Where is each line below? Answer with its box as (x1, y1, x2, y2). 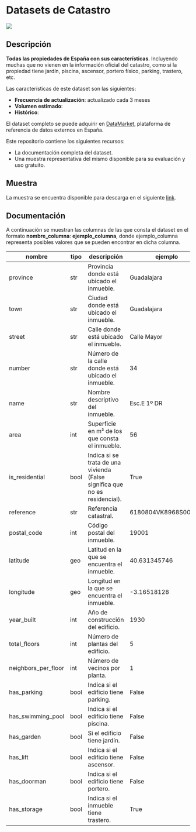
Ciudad (87, 294, 108, 302)
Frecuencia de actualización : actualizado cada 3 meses (14, 96, 150, 103)
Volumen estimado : (14, 102, 63, 109)
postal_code (9, 529, 43, 537)
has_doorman (9, 778, 47, 786)
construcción (87, 616, 124, 624)
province (9, 273, 33, 281)
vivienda (87, 466, 111, 474)
